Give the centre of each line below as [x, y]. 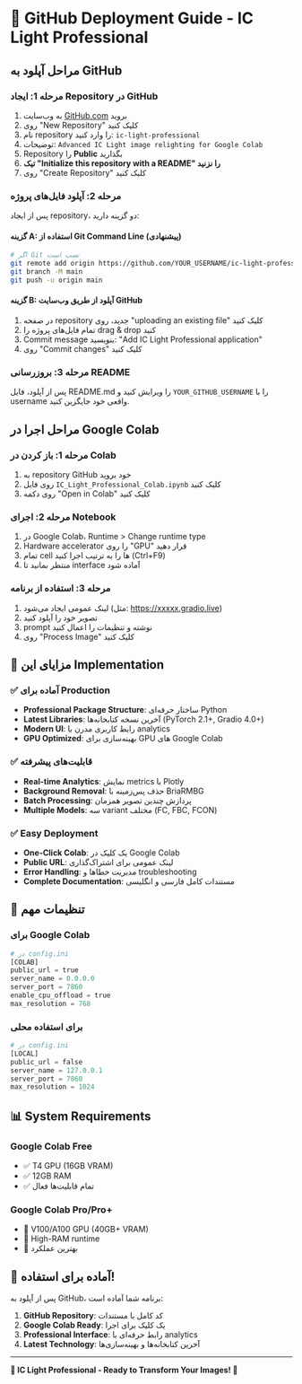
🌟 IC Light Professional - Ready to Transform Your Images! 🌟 [124, 1370]
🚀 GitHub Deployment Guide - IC [132, 18]
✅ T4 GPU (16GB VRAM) [68, 1165]
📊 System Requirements [81, 1116]
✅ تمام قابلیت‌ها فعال [59, 1186]
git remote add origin [52, 264]
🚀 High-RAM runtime [61, 1239]
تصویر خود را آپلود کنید [60, 618]
